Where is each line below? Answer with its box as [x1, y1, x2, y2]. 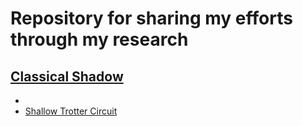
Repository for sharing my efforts [10, 7, 293, 30]
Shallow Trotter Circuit [24, 105, 118, 117]
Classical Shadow [10, 68, 124, 85]
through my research [10, 28, 189, 51]
